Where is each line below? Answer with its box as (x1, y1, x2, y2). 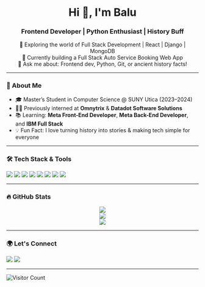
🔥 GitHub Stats (6, 193, 51, 200)
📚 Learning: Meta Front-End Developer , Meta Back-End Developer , (15, 111, 189, 118)
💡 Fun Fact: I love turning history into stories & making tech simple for (15, 126, 190, 133)
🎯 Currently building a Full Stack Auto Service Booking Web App (22, 54, 183, 62)
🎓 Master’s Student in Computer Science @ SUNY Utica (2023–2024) (15, 96, 193, 103)
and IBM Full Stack (15, 120, 63, 127)
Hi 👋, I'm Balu (68, 5, 137, 19)
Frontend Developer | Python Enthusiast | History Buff (21, 27, 184, 36)
